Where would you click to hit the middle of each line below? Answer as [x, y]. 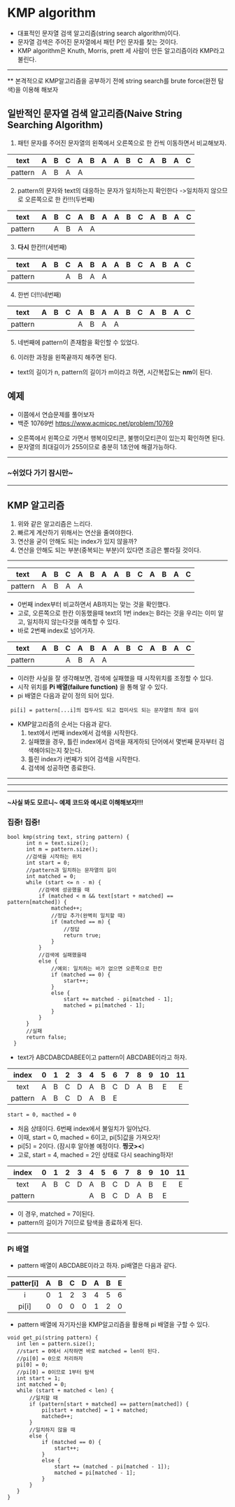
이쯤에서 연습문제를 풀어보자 [56, 414]
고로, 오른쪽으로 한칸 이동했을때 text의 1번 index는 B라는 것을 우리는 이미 [117, 613]
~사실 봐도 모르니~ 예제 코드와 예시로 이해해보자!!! [75, 802]
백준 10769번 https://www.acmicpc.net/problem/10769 [95, 423]
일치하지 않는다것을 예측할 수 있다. [73, 621]
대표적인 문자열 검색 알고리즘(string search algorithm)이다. [99, 33]
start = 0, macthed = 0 [42, 1115]
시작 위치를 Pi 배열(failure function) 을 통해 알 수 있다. [92, 686]
